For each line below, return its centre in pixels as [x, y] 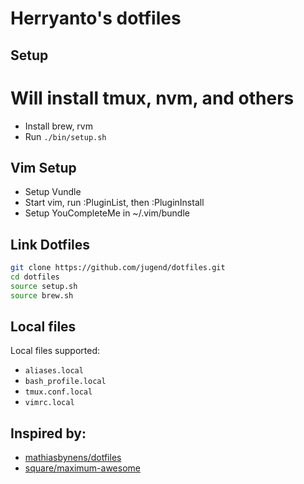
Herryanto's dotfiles [96, 18]
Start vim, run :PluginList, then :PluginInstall [114, 203]
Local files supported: [55, 351]
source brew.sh [42, 295]
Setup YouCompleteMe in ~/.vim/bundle [107, 213]
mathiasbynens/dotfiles [73, 458]
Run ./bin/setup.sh [65, 136]
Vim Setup [43, 167]
